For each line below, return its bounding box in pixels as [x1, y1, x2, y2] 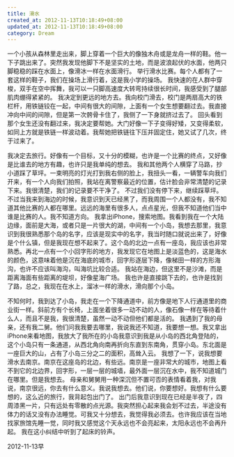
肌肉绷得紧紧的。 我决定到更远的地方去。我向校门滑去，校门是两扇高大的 [7, 93, 217, 102]
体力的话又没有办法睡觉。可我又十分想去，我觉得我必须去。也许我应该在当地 [7, 410, 227, 419]
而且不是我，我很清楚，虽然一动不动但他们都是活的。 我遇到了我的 [25, 314, 217, 323]
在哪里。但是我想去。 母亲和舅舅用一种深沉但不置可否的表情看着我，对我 [7, 375, 217, 384]
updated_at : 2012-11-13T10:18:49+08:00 [7, 23, 123, 30]
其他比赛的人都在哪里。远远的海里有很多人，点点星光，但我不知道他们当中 [13, 203, 227, 212]
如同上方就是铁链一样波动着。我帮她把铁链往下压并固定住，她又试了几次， [7, 128, 221, 137]
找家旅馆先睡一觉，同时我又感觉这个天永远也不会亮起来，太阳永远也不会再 [7, 419, 221, 427]
